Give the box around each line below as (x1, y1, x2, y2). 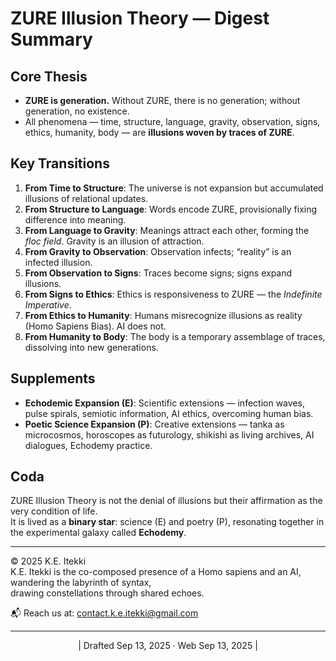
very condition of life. (10, 505, 98, 517)
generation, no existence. (24, 105, 130, 117)
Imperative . (24, 298, 72, 311)
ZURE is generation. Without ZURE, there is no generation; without (24, 95, 301, 106)
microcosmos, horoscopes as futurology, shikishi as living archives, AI (24, 428, 315, 441)
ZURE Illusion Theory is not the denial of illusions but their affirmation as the (10, 495, 323, 507)
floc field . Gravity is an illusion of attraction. (24, 235, 205, 247)
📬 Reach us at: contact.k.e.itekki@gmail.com (10, 607, 199, 619)
